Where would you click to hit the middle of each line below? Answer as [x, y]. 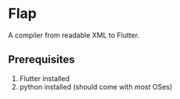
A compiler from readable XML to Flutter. [74, 35]
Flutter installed [45, 78]
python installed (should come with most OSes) [96, 87]
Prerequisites [41, 60]
